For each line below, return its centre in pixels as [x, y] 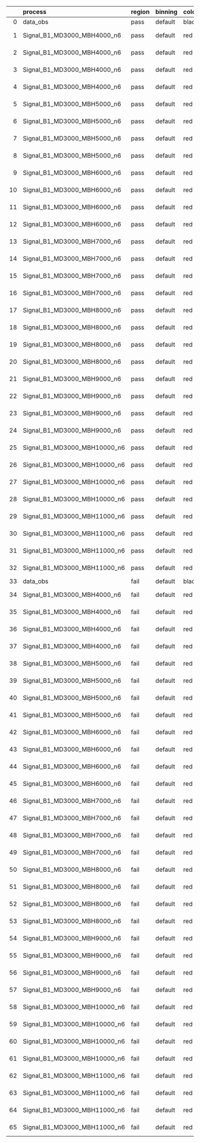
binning [166, 12]
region [140, 12]
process [35, 12]
